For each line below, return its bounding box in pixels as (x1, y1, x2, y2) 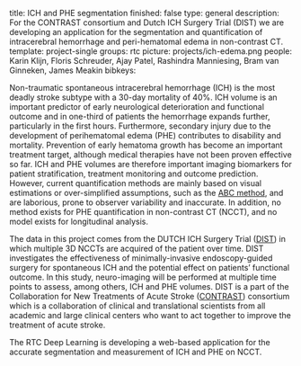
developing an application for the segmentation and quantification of (9, 27, 263, 37)
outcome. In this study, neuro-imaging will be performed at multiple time (9, 272, 277, 282)
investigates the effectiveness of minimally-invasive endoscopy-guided (9, 253, 273, 263)
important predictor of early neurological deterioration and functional (9, 102, 265, 112)
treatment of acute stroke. (9, 319, 106, 330)
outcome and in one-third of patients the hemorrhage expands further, (9, 112, 270, 121)
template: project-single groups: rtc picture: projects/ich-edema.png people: (9, 46, 293, 57)
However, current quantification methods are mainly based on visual (9, 178, 262, 188)
